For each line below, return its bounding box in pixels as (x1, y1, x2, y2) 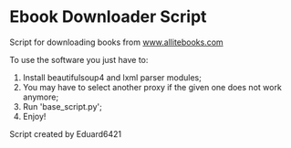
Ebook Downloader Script (9, 6, 207, 27)
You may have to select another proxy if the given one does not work (22, 81, 283, 92)
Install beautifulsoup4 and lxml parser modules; (22, 71, 203, 83)
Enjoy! (22, 111, 47, 122)
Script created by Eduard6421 (9, 128, 121, 139)
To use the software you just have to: (9, 54, 149, 65)
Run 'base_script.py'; (22, 100, 102, 111)
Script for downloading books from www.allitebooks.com (9, 37, 223, 48)
